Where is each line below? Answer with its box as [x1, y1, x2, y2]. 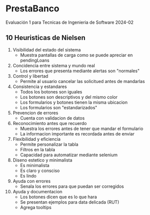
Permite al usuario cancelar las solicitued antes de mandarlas [20, 78, 145, 84]
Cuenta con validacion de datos [20, 115, 85, 121]
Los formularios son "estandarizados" [20, 104, 98, 110]
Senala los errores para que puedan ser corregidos [20, 183, 124, 189]
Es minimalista [20, 162, 50, 168]
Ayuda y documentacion [12, 188, 63, 194]
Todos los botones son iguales [20, 88, 82, 94]
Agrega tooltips [20, 204, 52, 210]
